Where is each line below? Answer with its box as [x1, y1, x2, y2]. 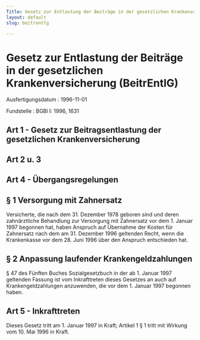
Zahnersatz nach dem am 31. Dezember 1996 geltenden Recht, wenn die [6, 230, 185, 237]
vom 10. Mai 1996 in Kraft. [6, 328, 70, 335]
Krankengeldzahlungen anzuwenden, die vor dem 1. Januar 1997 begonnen [6, 282, 191, 290]
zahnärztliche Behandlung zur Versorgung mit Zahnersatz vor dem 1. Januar [6, 218, 193, 225]
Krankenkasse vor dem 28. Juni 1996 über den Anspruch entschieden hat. [6, 237, 189, 244]
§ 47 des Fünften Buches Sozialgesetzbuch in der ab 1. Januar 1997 [6, 269, 172, 277]
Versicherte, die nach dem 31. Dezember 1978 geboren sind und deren [6, 211, 179, 218]
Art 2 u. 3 [6, 155, 42, 165]
